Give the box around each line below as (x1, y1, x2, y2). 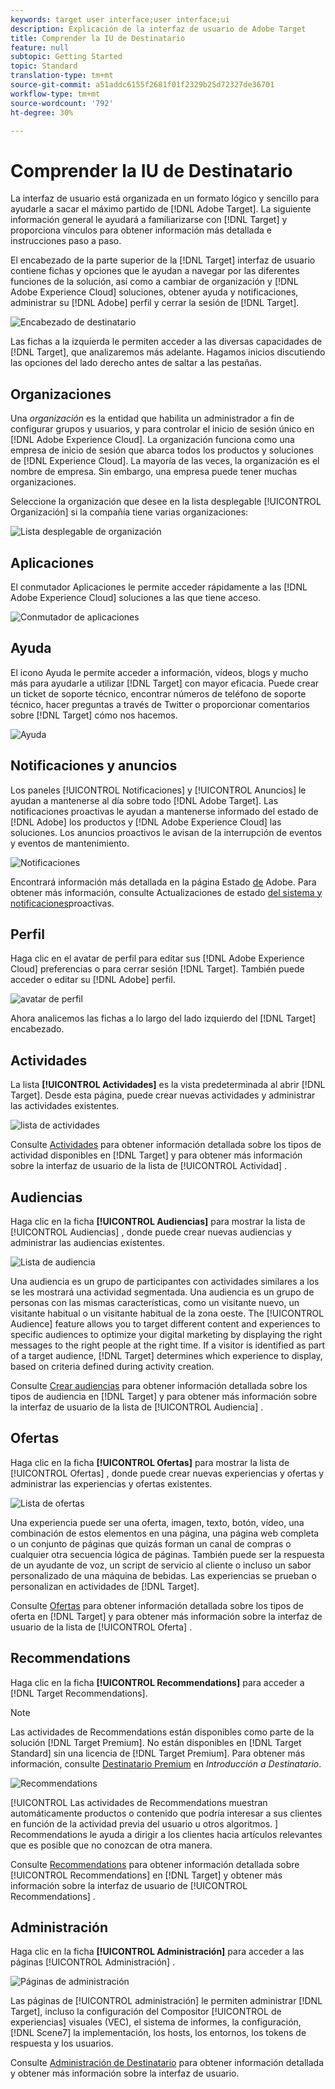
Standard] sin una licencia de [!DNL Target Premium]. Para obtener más (10, 1747, 306, 1759)
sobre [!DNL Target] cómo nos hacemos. (10, 709, 178, 721)
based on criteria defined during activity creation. (10, 1361, 215, 1372)
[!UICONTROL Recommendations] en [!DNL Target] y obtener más (10, 1869, 283, 1881)
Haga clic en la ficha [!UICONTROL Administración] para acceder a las (10, 1946, 305, 1958)
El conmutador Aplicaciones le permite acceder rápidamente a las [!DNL (10, 581, 308, 593)
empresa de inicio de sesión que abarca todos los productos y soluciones (10, 444, 314, 456)
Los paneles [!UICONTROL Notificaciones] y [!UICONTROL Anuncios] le (10, 784, 307, 796)
